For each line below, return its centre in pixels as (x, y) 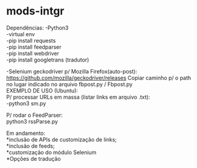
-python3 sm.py (26, 103)
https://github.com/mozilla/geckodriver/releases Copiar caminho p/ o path (99, 78)
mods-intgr (35, 11)
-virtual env (21, 34)
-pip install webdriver (33, 53)
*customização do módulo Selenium (51, 152)
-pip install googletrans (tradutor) (48, 60)
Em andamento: (26, 133)
